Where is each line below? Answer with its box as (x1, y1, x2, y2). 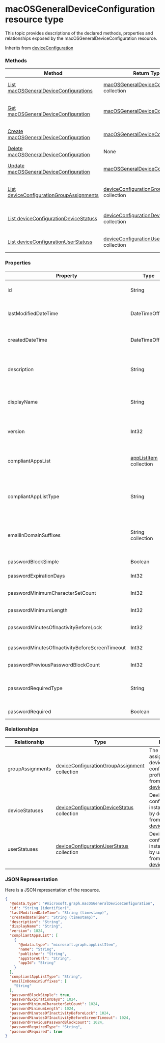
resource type (5, 14, 64, 25)
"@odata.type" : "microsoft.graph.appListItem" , (18, 942, 118, 947)
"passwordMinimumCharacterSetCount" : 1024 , (9, 1002, 100, 1007)
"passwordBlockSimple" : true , (9, 992, 71, 997)
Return (133, 70, 150, 77)
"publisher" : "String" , (18, 951, 67, 956)
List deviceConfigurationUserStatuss (7, 238, 92, 245)
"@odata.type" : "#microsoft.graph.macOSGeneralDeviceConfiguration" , (9, 901, 155, 906)
